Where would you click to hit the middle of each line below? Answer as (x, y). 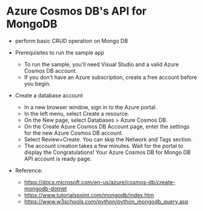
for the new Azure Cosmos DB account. (73, 133)
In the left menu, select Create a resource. (77, 113)
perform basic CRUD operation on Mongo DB (72, 41)
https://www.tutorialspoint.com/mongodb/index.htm (89, 195)
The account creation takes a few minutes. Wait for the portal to (104, 146)
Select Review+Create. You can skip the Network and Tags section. (108, 139)
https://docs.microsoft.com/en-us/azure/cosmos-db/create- (100, 182)
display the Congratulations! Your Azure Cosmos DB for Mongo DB (107, 152)
